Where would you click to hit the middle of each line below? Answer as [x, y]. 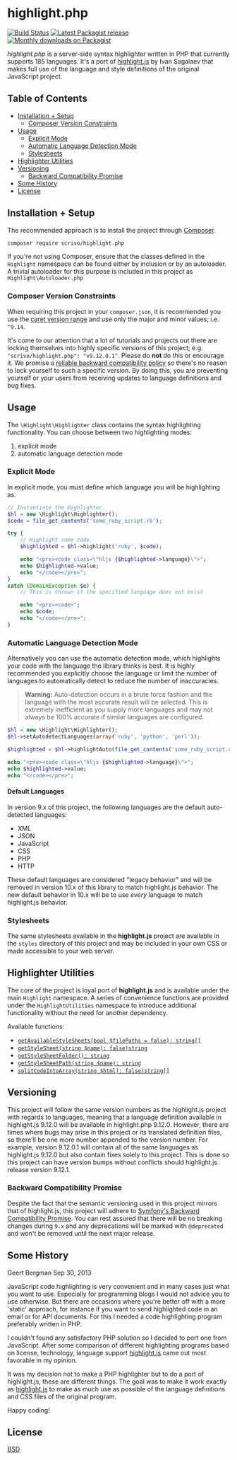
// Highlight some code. [56, 540]
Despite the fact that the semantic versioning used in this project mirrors [112, 1203]
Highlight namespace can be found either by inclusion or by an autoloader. [117, 264]
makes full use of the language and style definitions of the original [103, 69]
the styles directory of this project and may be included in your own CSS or [117, 943]
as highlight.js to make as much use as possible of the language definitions [116, 1389]
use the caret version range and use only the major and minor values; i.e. [114, 319]
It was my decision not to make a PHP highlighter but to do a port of [106, 1374]
